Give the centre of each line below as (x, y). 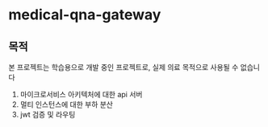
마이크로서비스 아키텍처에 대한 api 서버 (81, 94)
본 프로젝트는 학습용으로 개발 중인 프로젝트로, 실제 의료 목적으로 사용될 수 (124, 67)
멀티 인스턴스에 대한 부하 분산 (66, 104)
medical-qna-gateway (85, 15)
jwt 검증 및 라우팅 (48, 115)
